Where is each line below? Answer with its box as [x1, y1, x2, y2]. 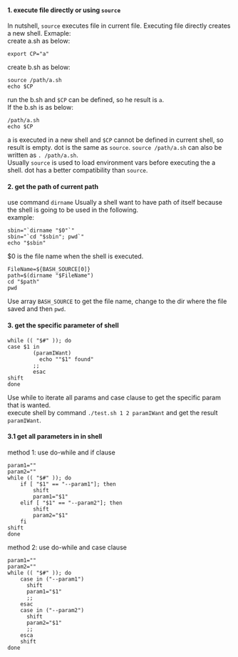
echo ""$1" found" [38, 355, 94, 363]
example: [7, 213, 34, 222]
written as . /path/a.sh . [7, 151, 78, 160]
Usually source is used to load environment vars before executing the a [7, 158, 216, 167]
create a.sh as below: [7, 36, 71, 46]
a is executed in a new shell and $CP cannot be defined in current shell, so [7, 136, 224, 144]
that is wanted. [7, 400, 51, 409]
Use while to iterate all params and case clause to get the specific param [7, 393, 221, 402]
